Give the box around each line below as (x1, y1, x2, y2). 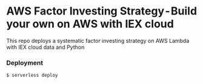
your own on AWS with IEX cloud (6, 17, 174, 31)
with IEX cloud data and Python (6, 44, 85, 51)
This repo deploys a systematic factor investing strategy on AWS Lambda (6, 37, 190, 44)
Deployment (6, 59, 44, 67)
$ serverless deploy (6, 73, 59, 79)
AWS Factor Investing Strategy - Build (6, 4, 198, 18)
